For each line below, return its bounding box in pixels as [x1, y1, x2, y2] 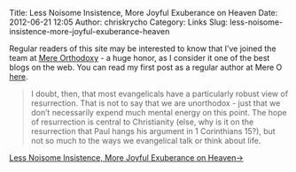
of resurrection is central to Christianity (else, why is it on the [30, 116, 254, 127]
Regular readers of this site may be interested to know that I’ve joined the [9, 43, 277, 54]
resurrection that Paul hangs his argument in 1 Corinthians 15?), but [30, 126, 277, 136]
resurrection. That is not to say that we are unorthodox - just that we [30, 98, 281, 108]
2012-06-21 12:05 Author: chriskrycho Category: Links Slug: [9, 17, 229, 27]
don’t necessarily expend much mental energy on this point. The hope [30, 108, 287, 117]
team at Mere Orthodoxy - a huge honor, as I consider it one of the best [9, 53, 270, 63]
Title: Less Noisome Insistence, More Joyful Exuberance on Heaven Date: [9, 8, 278, 18]
